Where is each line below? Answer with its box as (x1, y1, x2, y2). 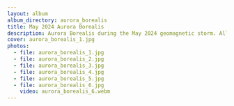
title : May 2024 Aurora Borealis (7, 23, 104, 30)
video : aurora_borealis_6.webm (19, 88, 111, 95)
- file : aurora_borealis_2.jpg (13, 56, 104, 63)
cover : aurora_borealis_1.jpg (7, 36, 95, 43)
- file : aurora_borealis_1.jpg (13, 50, 104, 56)
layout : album (7, 10, 49, 17)
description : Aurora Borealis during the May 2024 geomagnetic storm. (7, 29, 217, 37)
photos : (7, 43, 30, 50)
